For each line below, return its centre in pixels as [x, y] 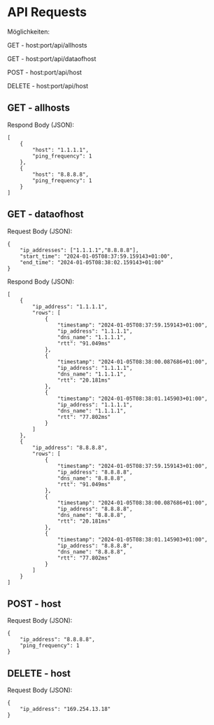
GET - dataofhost [45, 214]
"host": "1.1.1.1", [61, 150]
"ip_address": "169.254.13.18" [65, 709]
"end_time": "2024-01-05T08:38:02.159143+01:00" [92, 262]
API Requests [47, 12]
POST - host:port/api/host [45, 72]
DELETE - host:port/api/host [48, 85]
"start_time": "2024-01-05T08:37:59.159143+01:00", [97, 256]
